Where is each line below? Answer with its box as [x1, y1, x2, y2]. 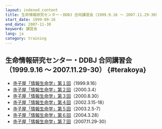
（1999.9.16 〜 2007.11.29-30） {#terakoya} [5, 66, 147, 74]
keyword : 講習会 [5, 27, 38, 32]
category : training [5, 36, 47, 41]
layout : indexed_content [5, 7, 58, 13]
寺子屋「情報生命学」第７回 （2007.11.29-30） [12, 118, 110, 124]
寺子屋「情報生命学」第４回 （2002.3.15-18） [12, 99, 107, 105]
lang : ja [5, 31, 24, 36]
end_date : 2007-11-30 [5, 21, 51, 27]
